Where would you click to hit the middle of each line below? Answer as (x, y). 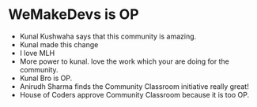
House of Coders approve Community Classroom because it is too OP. (134, 94)
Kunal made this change (59, 44)
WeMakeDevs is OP (74, 15)
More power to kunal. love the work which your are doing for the (124, 61)
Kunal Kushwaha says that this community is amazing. (108, 36)
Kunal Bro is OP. (46, 78)
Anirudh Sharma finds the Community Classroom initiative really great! (134, 86)
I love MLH (37, 53)
